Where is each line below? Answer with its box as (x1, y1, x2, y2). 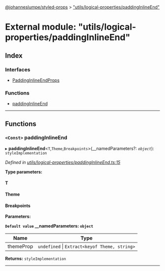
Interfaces (5, 66, 30, 73)
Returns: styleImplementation (5, 256, 66, 262)
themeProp (7, 243, 33, 250)
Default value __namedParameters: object (5, 223, 93, 229)
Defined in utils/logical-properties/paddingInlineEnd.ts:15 (5, 159, 121, 165)
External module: (5, 22, 77, 32)
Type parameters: (5, 169, 43, 175)
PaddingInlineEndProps (12, 77, 60, 83)
